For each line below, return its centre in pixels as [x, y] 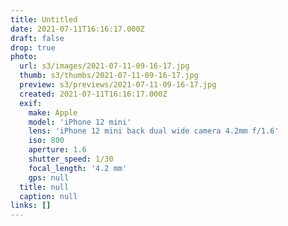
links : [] [31, 206]
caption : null [48, 196]
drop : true [33, 47]
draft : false [37, 38]
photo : [24, 57]
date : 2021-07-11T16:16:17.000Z [77, 29]
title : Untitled [44, 19]
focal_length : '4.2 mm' [78, 168]
